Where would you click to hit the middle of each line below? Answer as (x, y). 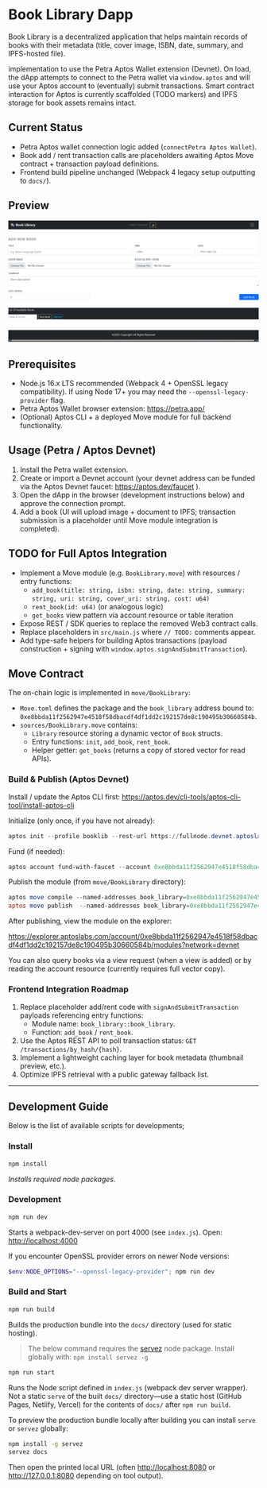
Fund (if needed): (37, 851)
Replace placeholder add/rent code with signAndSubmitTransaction (129, 1007)
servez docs (28, 1452)
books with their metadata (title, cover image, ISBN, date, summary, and (126, 44)
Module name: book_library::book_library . (103, 1023)
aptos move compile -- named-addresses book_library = (97, 898)
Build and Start (38, 1292)
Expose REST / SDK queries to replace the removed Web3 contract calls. (139, 623)
